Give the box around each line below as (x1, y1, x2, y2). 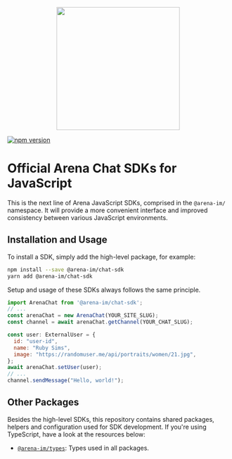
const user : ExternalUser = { (7, 331, 96, 338)
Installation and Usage (7, 234, 108, 246)
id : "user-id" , (13, 337, 58, 344)
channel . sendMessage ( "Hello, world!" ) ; (7, 377, 124, 384)
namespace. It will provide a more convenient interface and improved (7, 206, 208, 214)
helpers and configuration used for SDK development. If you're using (7, 422, 207, 431)
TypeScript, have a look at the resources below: (7, 429, 146, 439)
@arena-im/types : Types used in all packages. (17, 444, 150, 452)
